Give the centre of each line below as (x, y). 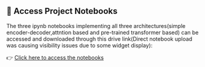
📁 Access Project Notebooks (62, 11)
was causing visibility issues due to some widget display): (79, 45)
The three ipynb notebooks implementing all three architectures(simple (96, 26)
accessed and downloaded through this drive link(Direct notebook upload (99, 39)
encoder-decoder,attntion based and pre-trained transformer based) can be (102, 32)
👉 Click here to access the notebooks (55, 57)
